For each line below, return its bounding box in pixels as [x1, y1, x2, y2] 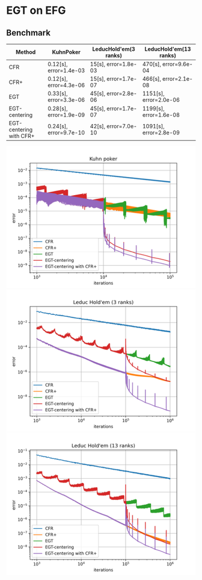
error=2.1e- [162, 75, 194, 82]
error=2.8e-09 [142, 129, 180, 136]
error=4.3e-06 [47, 82, 85, 89]
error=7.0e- [106, 123, 137, 130]
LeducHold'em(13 [144, 45, 191, 52]
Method [16, 49, 36, 55]
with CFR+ [8, 132, 35, 139]
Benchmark [6, 28, 51, 38]
